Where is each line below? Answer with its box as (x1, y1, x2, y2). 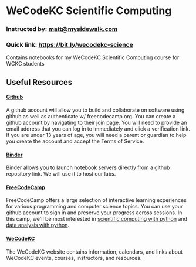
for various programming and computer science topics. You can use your (6, 203, 183, 210)
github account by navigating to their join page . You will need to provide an (6, 119, 187, 126)
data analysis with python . (6, 221, 69, 229)
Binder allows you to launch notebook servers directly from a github (6, 164, 170, 171)
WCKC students (6, 60, 45, 67)
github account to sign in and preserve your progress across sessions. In (6, 209, 183, 216)
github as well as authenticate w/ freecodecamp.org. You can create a (6, 113, 176, 119)
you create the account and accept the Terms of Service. (6, 138, 144, 145)
